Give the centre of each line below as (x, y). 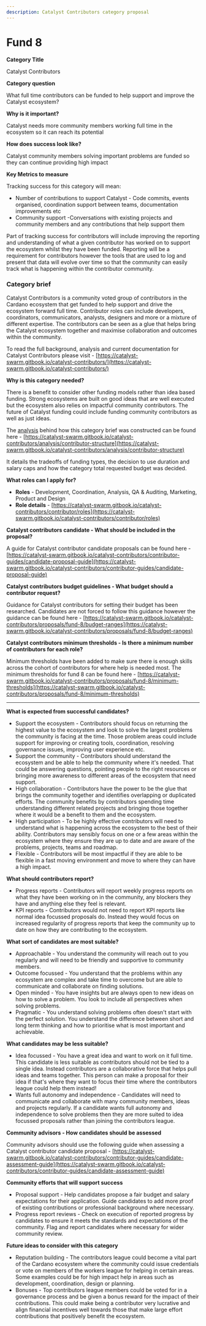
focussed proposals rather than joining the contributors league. (95, 1120)
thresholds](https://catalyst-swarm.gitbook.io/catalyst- (76, 687)
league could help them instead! (56, 1088)
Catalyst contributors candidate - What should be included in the (91, 530)
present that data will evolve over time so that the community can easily (97, 262)
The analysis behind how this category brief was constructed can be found (101, 430)
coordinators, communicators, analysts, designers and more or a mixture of (102, 317)
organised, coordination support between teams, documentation (97, 204)
